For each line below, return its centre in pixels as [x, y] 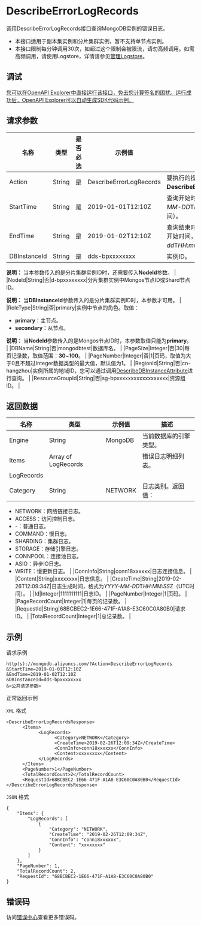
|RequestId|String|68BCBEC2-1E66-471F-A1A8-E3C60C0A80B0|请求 [100, 609]
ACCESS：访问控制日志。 [46, 519]
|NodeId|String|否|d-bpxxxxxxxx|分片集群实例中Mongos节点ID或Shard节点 [98, 279]
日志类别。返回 [163, 486]
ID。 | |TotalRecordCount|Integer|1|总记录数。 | [73, 617]
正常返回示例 [22, 698]
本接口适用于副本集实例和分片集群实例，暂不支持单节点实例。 [91, 41]
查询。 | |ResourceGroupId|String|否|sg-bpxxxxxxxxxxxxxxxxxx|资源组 [98, 378]
